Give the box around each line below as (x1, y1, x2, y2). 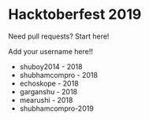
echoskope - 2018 (19, 79, 79, 88)
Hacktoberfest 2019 (8, 5, 142, 24)
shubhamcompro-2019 (19, 104, 95, 113)
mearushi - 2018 (19, 95, 73, 104)
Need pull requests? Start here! (8, 31, 110, 41)
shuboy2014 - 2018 (19, 61, 83, 71)
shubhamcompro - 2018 (19, 70, 99, 79)
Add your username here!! (8, 46, 93, 56)
